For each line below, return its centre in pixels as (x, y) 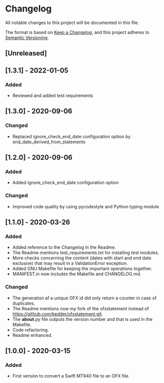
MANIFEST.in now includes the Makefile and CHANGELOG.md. (77, 274)
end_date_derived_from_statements (49, 142)
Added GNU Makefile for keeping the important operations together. (82, 269)
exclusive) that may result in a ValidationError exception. (70, 263)
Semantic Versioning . (27, 38)
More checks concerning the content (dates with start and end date (82, 258)
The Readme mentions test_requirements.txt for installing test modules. (86, 253)
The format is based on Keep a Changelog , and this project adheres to (77, 32)
